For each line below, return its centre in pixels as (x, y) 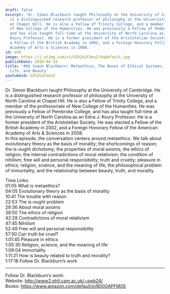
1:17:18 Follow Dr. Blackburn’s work (41, 261)
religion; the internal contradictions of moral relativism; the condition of (79, 154)
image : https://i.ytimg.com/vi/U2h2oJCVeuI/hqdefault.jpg (68, 57)
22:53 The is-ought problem (35, 202)
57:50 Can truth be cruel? (32, 234)
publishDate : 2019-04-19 (31, 62)
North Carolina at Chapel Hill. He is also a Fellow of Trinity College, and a (81, 101)
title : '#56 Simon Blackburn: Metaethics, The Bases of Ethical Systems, (85, 66)
